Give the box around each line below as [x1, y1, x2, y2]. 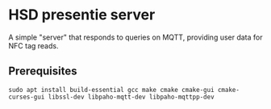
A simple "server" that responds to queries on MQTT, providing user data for [8, 32, 264, 42]
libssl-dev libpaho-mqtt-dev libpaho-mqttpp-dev [48, 93, 215, 101]
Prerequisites [8, 65, 77, 78]
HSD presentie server [8, 6, 156, 24]
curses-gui [8, 93, 45, 101]
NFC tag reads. [8, 40, 59, 50]
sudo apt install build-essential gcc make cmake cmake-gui [8, 86, 215, 94]
